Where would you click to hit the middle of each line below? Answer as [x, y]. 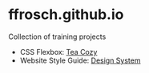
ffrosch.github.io [66, 15]
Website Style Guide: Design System [80, 60]
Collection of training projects [57, 36]
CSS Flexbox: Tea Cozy [58, 52]
